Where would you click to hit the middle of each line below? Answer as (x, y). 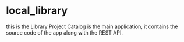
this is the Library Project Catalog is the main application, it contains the (92, 26)
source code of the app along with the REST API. (65, 32)
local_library (37, 11)
